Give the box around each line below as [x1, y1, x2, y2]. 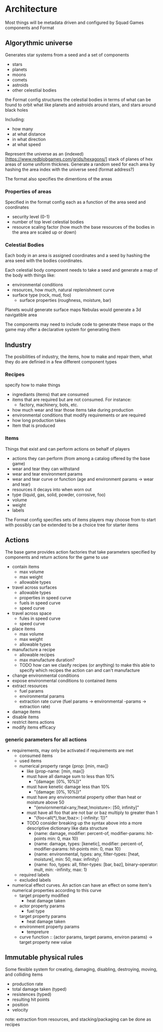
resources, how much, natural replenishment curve [12, 287, 115, 293]
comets [12, 77, 28, 82]
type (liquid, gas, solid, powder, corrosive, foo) [12, 492, 106, 497]
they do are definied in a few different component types [5, 359, 117, 365]
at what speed [12, 141, 41, 147]
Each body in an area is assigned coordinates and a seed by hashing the [5, 253, 150, 258]
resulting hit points [12, 996, 50, 1002]
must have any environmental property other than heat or [26, 794, 142, 800]
